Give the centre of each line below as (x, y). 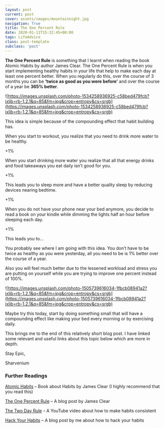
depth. (12, 344)
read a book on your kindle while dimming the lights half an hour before (77, 214)
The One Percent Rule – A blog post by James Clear (58, 401)
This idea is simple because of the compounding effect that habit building (80, 121)
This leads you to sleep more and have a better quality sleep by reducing (79, 185)
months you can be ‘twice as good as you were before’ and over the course (82, 81)
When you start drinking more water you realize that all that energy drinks (80, 160)
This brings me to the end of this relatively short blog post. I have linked (78, 333)
